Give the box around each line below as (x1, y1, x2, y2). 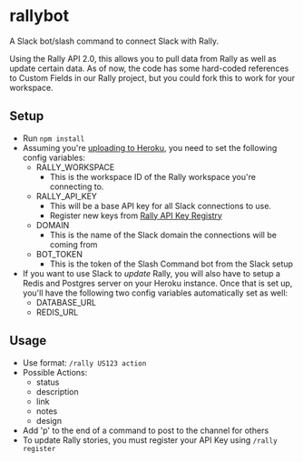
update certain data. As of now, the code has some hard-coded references (9, 63, 289, 74)
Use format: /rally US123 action (22, 357, 147, 368)
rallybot (9, 5, 70, 26)
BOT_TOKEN (35, 248, 83, 259)
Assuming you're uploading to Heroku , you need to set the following (22, 142, 278, 153)
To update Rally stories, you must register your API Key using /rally (22, 434, 279, 446)
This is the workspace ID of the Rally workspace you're (49, 171, 257, 182)
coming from (49, 238, 98, 250)
